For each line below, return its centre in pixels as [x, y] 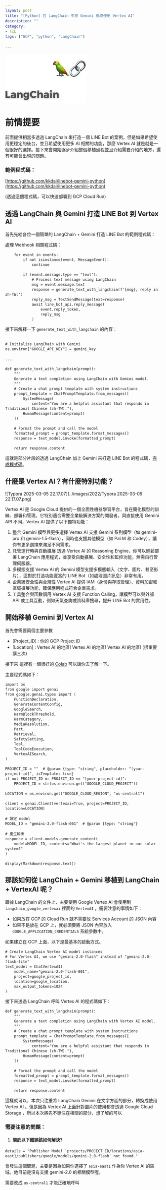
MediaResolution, [32, 724]
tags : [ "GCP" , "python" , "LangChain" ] [45, 37]
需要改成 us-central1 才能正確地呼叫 [42, 1183]
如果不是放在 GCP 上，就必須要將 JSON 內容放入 [62, 925]
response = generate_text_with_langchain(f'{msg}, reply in [95, 289]
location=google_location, [42, 982]
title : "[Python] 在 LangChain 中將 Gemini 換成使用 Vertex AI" [70, 16]
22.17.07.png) [18, 499]
